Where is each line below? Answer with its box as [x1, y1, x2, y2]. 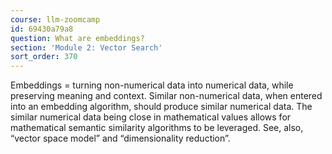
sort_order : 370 [10, 52, 78, 62]
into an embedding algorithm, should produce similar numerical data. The [10, 101, 313, 113]
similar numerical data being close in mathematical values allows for [10, 111, 292, 123]
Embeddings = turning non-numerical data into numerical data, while [10, 79, 294, 91]
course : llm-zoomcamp [10, 14, 101, 25]
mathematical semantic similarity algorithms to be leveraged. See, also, [10, 122, 304, 134]
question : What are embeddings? [10, 33, 145, 43]
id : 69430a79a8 [10, 24, 74, 34]
